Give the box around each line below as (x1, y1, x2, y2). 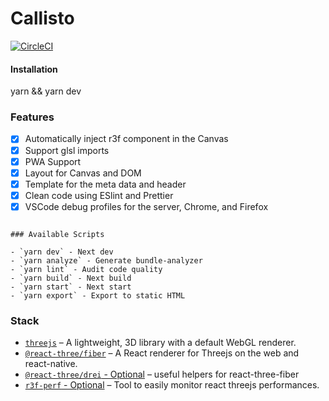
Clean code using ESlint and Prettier (24, 189, 174, 201)
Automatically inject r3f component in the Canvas (24, 133, 229, 145)
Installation (10, 63, 58, 75)
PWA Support (24, 155, 82, 167)
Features (10, 110, 55, 124)
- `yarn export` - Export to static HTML (10, 290, 186, 301)
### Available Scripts (10, 229, 105, 239)
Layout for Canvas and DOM (24, 167, 142, 179)
